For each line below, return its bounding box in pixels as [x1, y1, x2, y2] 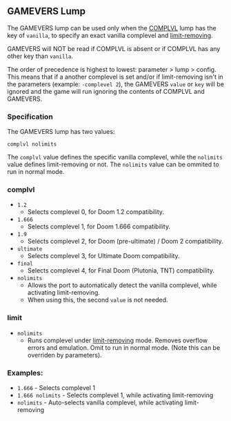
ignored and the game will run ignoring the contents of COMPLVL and [7, 87, 205, 95]
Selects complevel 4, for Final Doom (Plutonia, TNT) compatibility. [27, 266, 215, 275]
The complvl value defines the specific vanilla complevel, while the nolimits [7, 153, 223, 161]
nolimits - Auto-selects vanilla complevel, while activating [17, 398, 183, 407]
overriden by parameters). [27, 351, 102, 359]
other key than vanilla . [7, 52, 74, 60]
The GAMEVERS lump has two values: [7, 128, 115, 136]
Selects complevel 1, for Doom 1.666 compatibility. [27, 222, 171, 231]
